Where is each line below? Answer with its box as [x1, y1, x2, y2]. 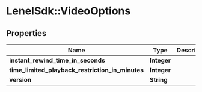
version [9, 76, 32, 84]
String [149, 76, 168, 84]
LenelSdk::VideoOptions [6, 4, 131, 18]
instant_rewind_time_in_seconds [9, 56, 105, 64]
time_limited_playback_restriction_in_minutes [9, 66, 144, 74]
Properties [6, 28, 47, 38]
